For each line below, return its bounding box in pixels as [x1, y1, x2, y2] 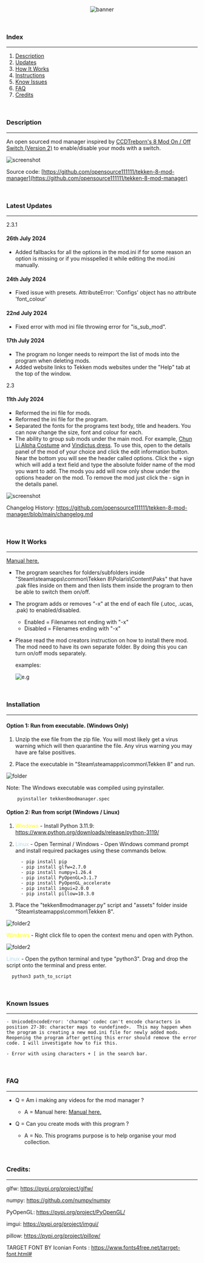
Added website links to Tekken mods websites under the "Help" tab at [15, 363, 191, 371]
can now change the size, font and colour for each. [15, 429, 143, 436]
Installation [6, 700, 41, 709]
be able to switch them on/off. [15, 588, 90, 596]
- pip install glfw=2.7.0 [21, 864, 86, 870]
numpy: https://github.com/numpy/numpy [6, 1197, 111, 1204]
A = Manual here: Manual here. [24, 1108, 102, 1115]
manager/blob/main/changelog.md [6, 510, 93, 518]
